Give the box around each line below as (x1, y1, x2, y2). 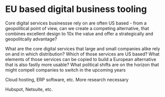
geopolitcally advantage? (5, 36, 57, 42)
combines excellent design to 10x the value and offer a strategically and (5, 30, 153, 36)
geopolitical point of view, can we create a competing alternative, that (5, 25, 149, 31)
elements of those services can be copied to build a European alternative (5, 56, 156, 62)
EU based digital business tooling (5, 3, 147, 15)
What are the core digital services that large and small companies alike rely (5, 45, 160, 51)
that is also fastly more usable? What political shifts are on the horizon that (5, 61, 159, 67)
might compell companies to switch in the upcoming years (5, 66, 126, 73)
